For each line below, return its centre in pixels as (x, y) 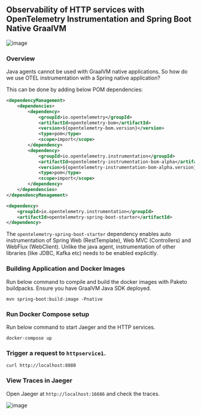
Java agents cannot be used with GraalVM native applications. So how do (97, 72)
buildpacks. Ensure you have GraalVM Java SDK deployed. (79, 288)
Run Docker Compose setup (48, 314)
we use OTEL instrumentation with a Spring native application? (83, 78)
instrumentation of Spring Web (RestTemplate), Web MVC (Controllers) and (99, 240)
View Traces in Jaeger (39, 381)
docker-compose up (29, 338)
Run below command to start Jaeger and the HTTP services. (81, 327)
